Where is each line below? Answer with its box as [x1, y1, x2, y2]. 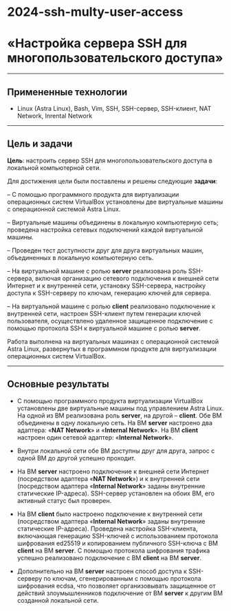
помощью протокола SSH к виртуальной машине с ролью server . [7, 324, 201, 332]
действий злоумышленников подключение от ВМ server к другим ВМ [16, 589, 223, 597]
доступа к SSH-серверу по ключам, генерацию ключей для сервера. [7, 288, 212, 297]
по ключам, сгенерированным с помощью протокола [43, 574, 201, 582]
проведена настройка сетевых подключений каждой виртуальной [7, 225, 203, 234]
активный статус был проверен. [16, 496, 112, 504]
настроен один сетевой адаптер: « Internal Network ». [16, 433, 174, 441]
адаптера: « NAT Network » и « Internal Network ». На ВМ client [16, 426, 198, 434]
